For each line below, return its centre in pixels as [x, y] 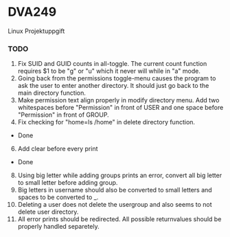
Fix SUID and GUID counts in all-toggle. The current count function [112, 64]
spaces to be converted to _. [58, 197]
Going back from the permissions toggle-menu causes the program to [117, 78]
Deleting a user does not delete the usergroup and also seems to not [115, 205]
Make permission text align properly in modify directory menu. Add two [118, 100]
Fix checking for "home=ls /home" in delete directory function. [106, 122]
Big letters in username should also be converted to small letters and [115, 190]
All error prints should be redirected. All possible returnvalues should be [119, 219]
